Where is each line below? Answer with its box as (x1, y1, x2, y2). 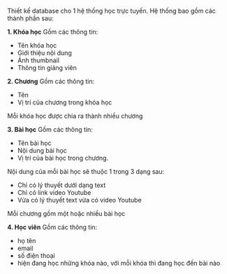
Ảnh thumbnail (17, 56, 59, 64)
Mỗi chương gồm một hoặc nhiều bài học (7, 210, 126, 217)
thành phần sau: (7, 14, 54, 22)
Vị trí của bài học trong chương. (17, 154, 109, 162)
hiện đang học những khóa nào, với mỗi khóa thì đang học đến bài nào (17, 259, 221, 267)
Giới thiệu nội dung (17, 49, 72, 57)
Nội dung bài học (17, 146, 68, 154)
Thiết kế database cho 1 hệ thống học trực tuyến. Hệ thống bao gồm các (7, 7, 217, 15)
